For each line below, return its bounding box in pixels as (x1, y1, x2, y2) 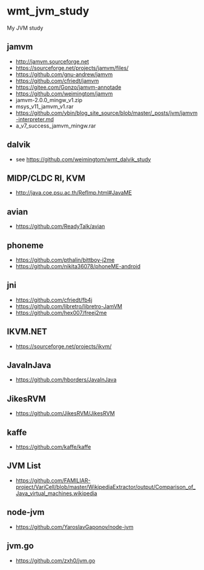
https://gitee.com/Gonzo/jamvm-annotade (15, 83, 122, 91)
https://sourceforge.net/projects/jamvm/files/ (15, 64, 129, 71)
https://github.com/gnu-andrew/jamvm (15, 71, 113, 78)
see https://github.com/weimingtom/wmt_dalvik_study (15, 155, 151, 163)
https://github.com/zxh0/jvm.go (15, 557, 96, 564)
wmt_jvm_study (7, 4, 90, 18)
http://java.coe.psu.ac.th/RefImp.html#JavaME (15, 189, 132, 196)
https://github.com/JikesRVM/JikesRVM (15, 410, 115, 417)
